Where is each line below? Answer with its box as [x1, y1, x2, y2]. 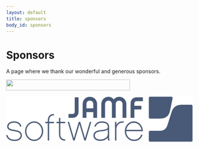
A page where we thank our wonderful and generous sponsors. [6, 68, 161, 75]
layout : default [6, 9, 46, 15]
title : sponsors [6, 15, 46, 22]
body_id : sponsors [6, 22, 52, 28]
